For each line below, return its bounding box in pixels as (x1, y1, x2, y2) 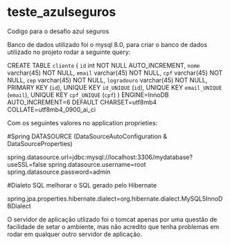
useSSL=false (7, 160, 47, 168)
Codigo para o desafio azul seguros (7, 27, 109, 35)
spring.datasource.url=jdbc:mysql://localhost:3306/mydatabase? (7, 153, 193, 161)
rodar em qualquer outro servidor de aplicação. (7, 230, 143, 238)
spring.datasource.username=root (48, 160, 147, 168)
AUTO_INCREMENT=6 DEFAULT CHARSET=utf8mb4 (7, 98, 157, 106)
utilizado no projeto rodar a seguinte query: (7, 48, 131, 56)
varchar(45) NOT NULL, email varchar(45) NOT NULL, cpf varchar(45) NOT (7, 69, 223, 77)
